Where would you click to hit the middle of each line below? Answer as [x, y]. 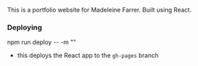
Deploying [25, 27]
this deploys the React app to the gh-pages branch [88, 55]
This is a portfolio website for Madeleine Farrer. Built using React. [99, 10]
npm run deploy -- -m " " [42, 42]
